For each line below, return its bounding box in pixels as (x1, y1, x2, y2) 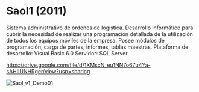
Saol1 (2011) (6, 4, 67, 18)
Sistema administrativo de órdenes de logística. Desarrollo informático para (6, 24, 194, 31)
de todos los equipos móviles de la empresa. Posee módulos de (6, 37, 165, 44)
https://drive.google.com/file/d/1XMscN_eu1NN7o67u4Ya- (6, 61, 151, 69)
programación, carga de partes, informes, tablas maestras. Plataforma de (6, 43, 189, 51)
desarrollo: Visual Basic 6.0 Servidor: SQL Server (6, 49, 128, 57)
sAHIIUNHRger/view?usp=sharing (6, 67, 90, 75)
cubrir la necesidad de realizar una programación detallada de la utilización (6, 30, 193, 37)
